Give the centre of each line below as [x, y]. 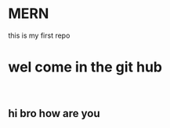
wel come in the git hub [85, 67]
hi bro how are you [54, 113]
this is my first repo [39, 35]
